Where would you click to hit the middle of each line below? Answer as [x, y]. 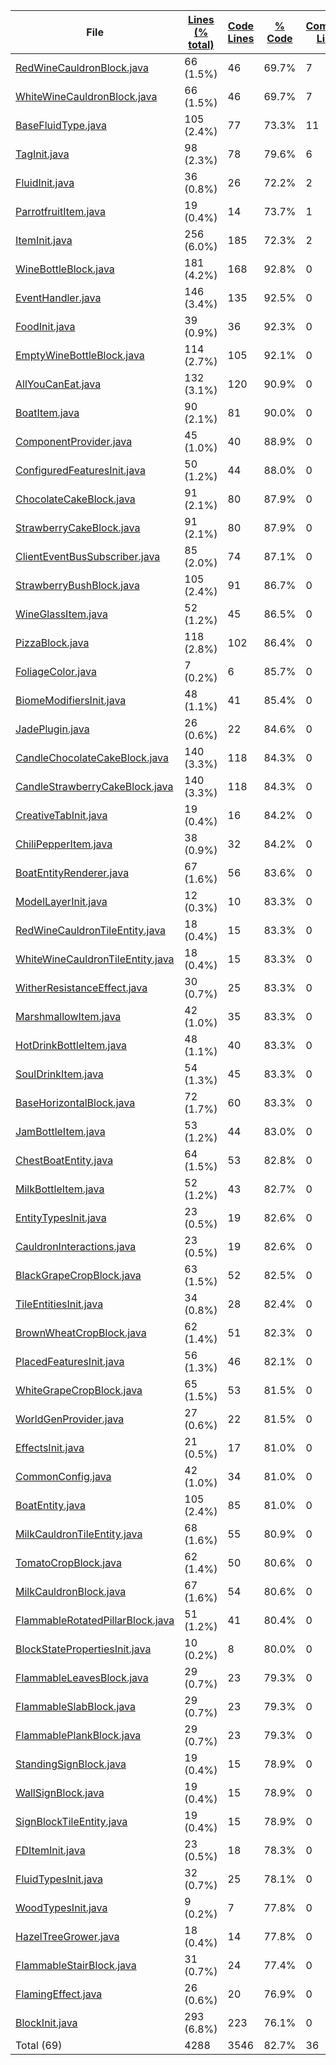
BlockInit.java [46, 2022]
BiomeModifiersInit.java [71, 700]
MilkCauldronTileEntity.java [79, 1534]
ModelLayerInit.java [61, 901]
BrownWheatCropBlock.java [81, 1332]
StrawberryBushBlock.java [77, 585]
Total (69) [39, 2045]
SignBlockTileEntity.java [71, 1821]
